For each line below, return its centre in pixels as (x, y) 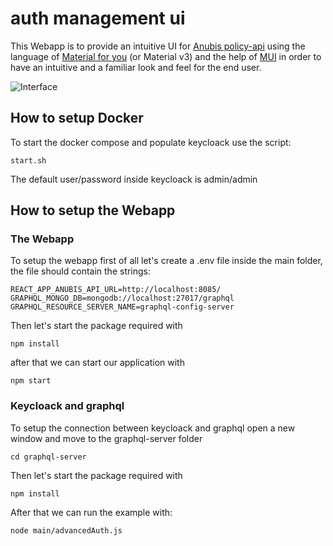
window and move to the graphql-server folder (106, 438)
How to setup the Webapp (93, 210)
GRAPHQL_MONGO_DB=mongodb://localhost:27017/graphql (122, 298)
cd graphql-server (48, 457)
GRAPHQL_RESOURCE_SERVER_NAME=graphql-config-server (122, 307)
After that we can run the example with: (91, 512)
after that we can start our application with (97, 363)
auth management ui (98, 18)
